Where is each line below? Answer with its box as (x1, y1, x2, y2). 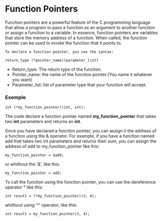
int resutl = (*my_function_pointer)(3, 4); (5, 194, 97, 199)
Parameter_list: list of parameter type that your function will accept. (12, 81, 147, 88)
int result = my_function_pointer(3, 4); (5, 212, 90, 217)
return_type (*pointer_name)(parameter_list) (5, 58, 98, 63)
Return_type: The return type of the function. (12, 66, 102, 72)
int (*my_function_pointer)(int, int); (5, 105, 86, 110)
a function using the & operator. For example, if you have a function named (5, 133, 154, 139)
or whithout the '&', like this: (5, 161, 60, 167)
